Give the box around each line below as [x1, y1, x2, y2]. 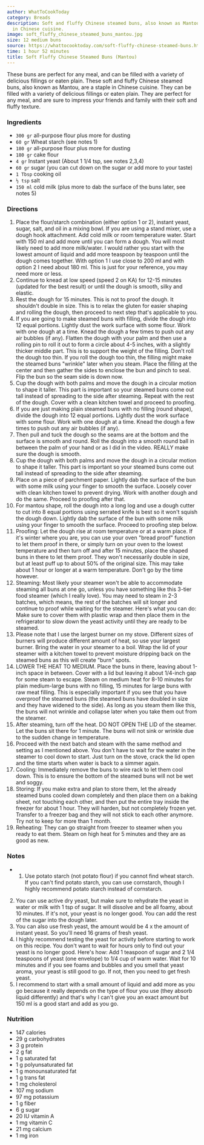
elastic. [15, 289, 34, 297]
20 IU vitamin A [15, 1112, 54, 1120]
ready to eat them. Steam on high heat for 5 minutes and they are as [15, 830, 186, 838]
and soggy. [15, 779, 44, 786]
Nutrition [7, 1015, 34, 1023]
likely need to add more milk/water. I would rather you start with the [15, 244, 184, 252]
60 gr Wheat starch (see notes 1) [15, 138, 98, 145]
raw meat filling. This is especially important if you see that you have [15, 689, 187, 696]
